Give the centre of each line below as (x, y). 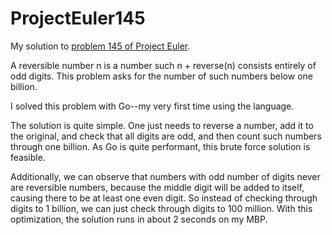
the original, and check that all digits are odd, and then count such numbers (166, 136)
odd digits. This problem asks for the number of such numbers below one (161, 76)
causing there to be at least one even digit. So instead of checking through (164, 198)
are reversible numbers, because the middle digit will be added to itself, (157, 187)
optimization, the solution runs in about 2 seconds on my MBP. (139, 219)
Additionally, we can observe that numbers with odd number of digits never (165, 176)
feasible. (28, 157)
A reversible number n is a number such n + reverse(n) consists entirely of (163, 65)
